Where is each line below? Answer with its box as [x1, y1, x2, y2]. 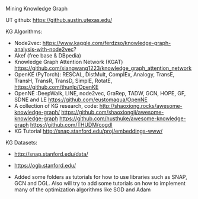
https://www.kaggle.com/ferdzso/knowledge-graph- [42, 40, 171, 46]
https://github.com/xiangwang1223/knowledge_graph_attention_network [14, 65, 192, 72]
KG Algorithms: [5, 28, 43, 35]
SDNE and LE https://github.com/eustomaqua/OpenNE [14, 96, 148, 103]
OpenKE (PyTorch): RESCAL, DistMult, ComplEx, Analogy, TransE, [14, 71, 175, 78]
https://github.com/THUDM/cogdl [30, 121, 113, 128]
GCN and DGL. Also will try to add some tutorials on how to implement [14, 180, 186, 187]
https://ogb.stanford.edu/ [14, 162, 76, 169]
